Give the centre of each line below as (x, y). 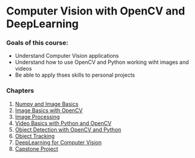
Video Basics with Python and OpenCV (63, 123)
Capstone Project (36, 148)
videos (23, 69)
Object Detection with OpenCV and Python (68, 129)
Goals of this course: (37, 43)
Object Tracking (35, 136)
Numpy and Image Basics (47, 104)
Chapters (20, 90)
